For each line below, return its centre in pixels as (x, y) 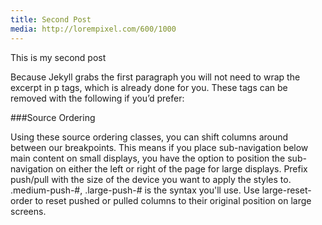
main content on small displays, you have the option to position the (148, 158)
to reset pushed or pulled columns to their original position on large (173, 200)
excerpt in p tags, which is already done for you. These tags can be (149, 87)
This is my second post (58, 57)
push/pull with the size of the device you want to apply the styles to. (151, 179)
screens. (28, 211)
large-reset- (286, 190)
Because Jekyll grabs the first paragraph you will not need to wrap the (155, 77)
